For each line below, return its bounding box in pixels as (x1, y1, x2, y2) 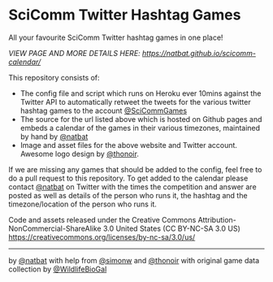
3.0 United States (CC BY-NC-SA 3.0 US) (102, 223, 241, 233)
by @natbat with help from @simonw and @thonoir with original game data (8, 255, 260, 265)
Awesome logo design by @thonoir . (19, 149, 140, 158)
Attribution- (197, 215, 237, 224)
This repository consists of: (8, 72, 100, 82)
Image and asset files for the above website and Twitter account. (19, 140, 238, 150)
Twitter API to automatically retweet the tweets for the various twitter (19, 97, 251, 106)
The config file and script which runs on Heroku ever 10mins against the (19, 88, 262, 98)
